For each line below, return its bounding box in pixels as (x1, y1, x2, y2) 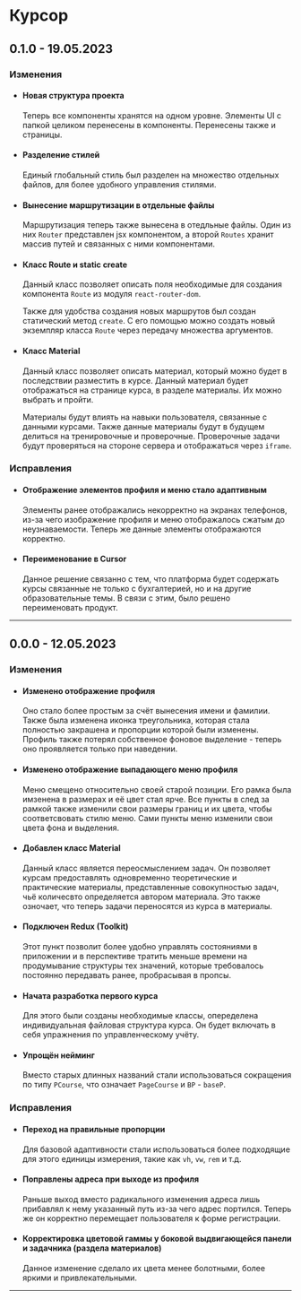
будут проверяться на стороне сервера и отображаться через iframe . (21, 440, 292, 451)
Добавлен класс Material (21, 843, 121, 854)
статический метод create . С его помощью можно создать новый (21, 316, 276, 326)
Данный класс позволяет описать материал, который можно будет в (21, 365, 288, 377)
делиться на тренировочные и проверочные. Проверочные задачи (21, 430, 280, 441)
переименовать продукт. (21, 602, 118, 612)
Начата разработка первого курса (21, 990, 159, 1001)
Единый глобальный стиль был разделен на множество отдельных (21, 169, 279, 180)
